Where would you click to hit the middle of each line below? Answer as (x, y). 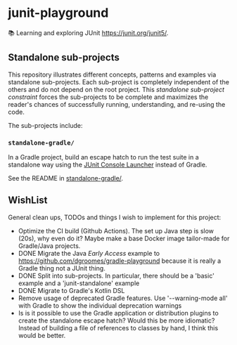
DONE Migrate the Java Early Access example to (89, 253)
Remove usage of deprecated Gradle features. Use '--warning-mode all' (123, 298)
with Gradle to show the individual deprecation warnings (100, 305)
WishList (28, 201)
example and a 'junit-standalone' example (79, 283)
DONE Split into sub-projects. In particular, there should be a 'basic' (116, 275)
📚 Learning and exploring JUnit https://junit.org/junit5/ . (88, 32)
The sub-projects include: (45, 125)
